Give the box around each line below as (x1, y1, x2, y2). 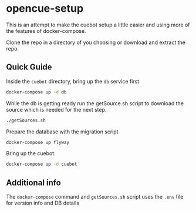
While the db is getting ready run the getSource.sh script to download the (6, 99, 184, 107)
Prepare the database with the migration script (6, 128, 119, 135)
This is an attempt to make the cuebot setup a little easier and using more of (6, 21, 190, 28)
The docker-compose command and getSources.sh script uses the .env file (6, 193, 184, 200)
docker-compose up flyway (6, 139, 69, 145)
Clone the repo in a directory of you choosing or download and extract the (6, 39, 186, 46)
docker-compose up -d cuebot (6, 161, 77, 168)
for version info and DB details (6, 199, 79, 207)
